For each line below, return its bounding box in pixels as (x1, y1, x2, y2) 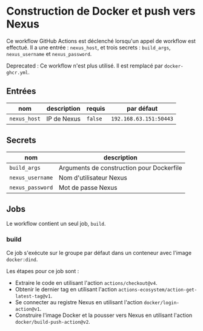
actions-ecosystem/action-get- (118, 287, 198, 293)
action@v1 (15, 306, 41, 312)
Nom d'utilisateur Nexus (58, 173, 127, 182)
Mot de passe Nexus (58, 183, 118, 192)
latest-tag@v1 (15, 293, 51, 299)
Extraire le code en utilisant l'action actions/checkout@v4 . (15, 279, 158, 287)
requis (86, 104, 105, 113)
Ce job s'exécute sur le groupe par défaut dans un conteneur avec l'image (6, 249, 192, 256)
